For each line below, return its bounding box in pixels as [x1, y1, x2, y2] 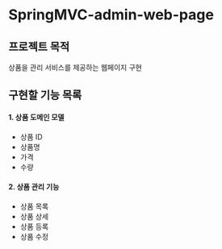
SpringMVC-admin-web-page [8, 6, 214, 24]
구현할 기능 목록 [8, 89, 82, 102]
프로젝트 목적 [8, 39, 70, 53]
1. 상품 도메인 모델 [8, 112, 65, 122]
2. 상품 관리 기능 [8, 182, 60, 192]
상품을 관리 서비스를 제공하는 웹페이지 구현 [8, 63, 143, 72]
